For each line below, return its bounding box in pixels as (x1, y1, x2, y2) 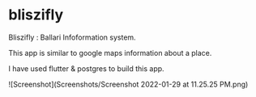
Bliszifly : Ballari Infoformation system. (8, 32, 136, 42)
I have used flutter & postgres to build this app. (8, 63, 164, 74)
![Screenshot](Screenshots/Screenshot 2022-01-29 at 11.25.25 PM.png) (8, 79, 249, 89)
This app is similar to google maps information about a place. (8, 48, 212, 57)
